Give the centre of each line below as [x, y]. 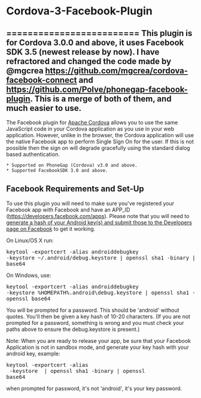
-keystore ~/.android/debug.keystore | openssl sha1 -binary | [101, 258]
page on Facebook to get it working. [51, 228]
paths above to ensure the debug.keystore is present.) [73, 329]
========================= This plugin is [99, 33]
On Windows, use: [29, 275]
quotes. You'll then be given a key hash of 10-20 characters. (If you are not [98, 316]
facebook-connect [42, 80]
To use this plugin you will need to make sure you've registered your [90, 203]
